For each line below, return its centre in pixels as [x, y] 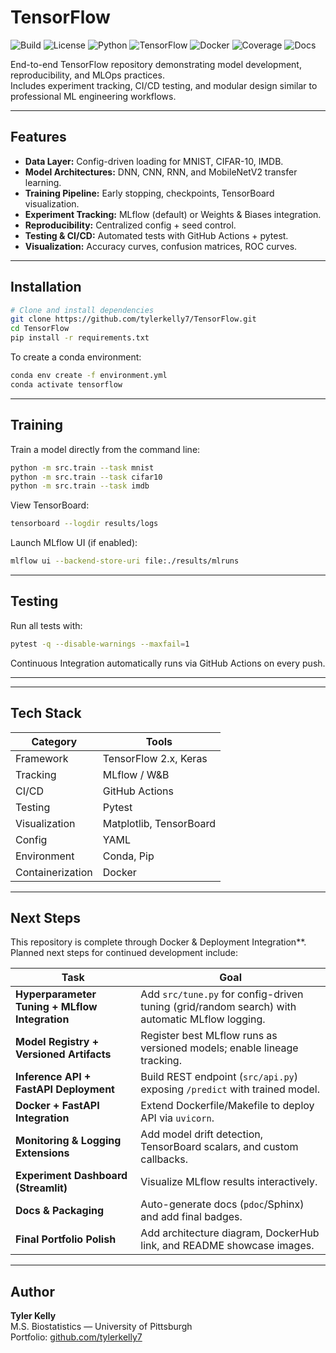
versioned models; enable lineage [219, 1048]
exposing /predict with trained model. [230, 1089]
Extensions [42, 1153]
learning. [43, 182]
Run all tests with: [46, 625]
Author [32, 1291]
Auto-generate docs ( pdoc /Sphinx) [222, 1204]
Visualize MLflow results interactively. [229, 1182]
